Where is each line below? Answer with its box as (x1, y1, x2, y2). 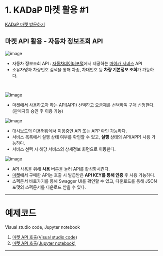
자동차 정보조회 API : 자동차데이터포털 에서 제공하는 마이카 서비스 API (12, 60, 142, 66)
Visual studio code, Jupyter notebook (5, 224, 80, 230)
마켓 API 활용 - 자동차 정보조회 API (5, 37, 103, 45)
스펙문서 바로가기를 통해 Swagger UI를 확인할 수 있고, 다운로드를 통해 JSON (12, 178, 157, 184)
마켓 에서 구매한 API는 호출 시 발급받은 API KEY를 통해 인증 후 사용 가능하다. (12, 172, 156, 178)
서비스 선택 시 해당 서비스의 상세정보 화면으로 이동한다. (12, 146, 116, 152)
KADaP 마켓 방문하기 (5, 21, 45, 27)
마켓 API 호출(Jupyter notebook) (12, 240, 76, 246)
